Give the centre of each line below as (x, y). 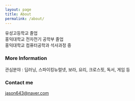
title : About (18, 14)
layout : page (18, 10)
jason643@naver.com (27, 93)
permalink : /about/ (25, 19)
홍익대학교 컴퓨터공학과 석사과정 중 (38, 45)
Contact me (19, 82)
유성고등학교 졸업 (21, 33)
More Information (26, 58)
